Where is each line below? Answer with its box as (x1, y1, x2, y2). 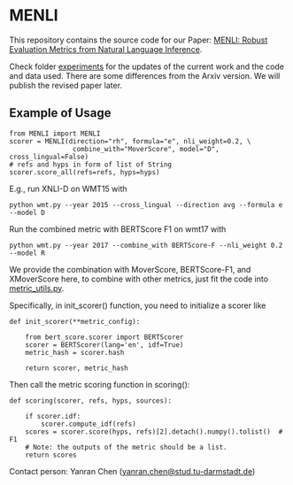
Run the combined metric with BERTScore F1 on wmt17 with (9, 223, 227, 235)
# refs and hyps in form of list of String (9, 160, 173, 169)
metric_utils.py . (9, 282, 65, 293)
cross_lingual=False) (9, 152, 89, 161)
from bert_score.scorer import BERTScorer (25, 333, 184, 342)
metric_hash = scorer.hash (25, 348, 125, 357)
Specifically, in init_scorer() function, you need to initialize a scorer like (9, 300, 266, 311)
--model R (9, 249, 46, 258)
